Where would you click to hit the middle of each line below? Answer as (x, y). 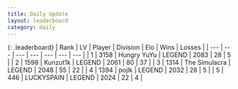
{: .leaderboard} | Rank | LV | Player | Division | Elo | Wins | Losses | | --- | (115, 48)
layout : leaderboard (38, 21)
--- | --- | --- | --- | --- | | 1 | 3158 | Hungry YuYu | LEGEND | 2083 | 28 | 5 (123, 55)
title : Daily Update (38, 14)
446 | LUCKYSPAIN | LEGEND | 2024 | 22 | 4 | (75, 78)
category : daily (31, 27)
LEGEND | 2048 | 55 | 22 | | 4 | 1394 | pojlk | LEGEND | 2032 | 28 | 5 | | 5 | (116, 70)
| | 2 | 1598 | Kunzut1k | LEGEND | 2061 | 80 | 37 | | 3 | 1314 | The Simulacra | (119, 63)
